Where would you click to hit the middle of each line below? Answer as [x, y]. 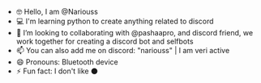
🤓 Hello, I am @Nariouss [57, 12]
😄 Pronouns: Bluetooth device [67, 62]
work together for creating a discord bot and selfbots [105, 41]
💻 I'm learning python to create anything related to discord [115, 21]
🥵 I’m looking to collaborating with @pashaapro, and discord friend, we [135, 33]
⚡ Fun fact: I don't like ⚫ [57, 71]
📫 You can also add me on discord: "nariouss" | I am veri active [123, 50]
